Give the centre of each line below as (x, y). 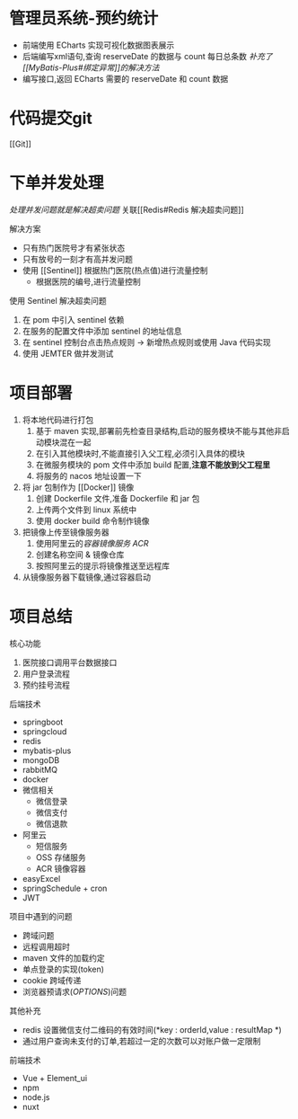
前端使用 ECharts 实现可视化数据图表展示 (98, 45)
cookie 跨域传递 (52, 980)
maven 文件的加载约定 (63, 957)
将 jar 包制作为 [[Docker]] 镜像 (78, 487)
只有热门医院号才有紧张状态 (74, 247)
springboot (43, 722)
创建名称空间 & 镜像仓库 (80, 555)
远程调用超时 (46, 946)
